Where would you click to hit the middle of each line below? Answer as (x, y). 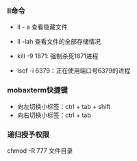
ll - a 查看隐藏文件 (42, 27)
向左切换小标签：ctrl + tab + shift (64, 106)
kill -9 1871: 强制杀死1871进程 (58, 56)
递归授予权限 (28, 134)
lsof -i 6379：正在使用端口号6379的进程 (74, 71)
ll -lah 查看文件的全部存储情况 (59, 42)
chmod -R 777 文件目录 (40, 150)
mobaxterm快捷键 (38, 90)
